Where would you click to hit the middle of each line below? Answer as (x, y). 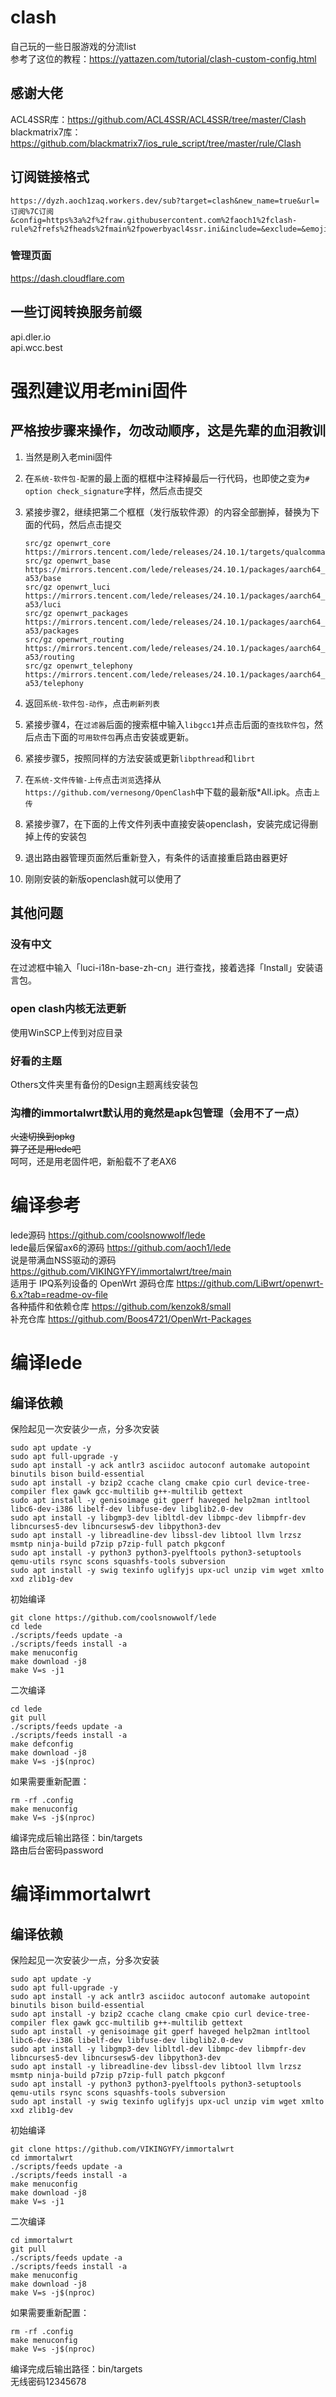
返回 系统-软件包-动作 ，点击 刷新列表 (92, 703)
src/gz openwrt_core (67, 543)
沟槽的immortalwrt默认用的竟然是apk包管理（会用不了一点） (158, 1113)
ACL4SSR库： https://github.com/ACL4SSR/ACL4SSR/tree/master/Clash (158, 119)
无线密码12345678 (48, 2382)
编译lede (46, 1363)
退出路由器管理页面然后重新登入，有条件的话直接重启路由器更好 (156, 857)
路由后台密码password (57, 1850)
